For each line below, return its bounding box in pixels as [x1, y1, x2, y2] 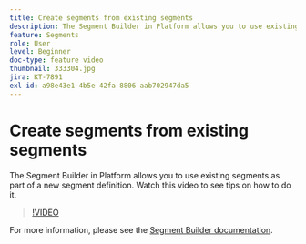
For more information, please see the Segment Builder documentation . [9, 224, 273, 235]
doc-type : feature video [9, 56, 104, 65]
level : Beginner [9, 47, 71, 56]
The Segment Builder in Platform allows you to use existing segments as [9, 169, 280, 180]
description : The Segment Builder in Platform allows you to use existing [9, 22, 300, 31]
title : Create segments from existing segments [9, 13, 194, 23]
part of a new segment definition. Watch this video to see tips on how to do [9, 179, 291, 190]
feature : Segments [9, 30, 79, 39]
